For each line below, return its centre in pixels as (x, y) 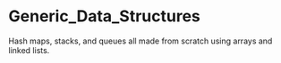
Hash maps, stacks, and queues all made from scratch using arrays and (140, 41)
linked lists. (29, 50)
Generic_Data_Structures (104, 16)
